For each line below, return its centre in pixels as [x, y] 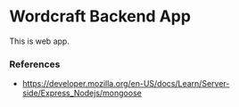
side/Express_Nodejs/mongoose [82, 93]
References [35, 64]
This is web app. [39, 41]
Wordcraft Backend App [100, 16]
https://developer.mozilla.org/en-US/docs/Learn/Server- [126, 84]
